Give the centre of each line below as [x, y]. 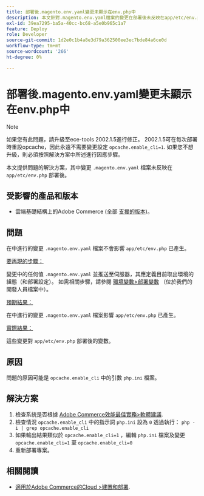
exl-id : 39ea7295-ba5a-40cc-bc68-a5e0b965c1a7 [66, 23]
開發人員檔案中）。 [29, 290]
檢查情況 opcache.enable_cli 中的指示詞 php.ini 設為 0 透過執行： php [102, 422]
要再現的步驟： [25, 261]
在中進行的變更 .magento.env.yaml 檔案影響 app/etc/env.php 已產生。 [93, 315]
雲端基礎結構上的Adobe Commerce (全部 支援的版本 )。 [84, 212]
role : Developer [27, 35]
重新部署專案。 [34, 450]
